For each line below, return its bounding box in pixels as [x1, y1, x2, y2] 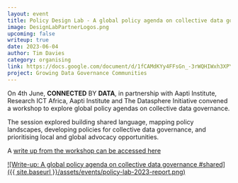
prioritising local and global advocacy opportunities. [7, 132, 159, 141]
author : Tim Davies [7, 50, 65, 57]
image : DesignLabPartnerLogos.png [7, 23, 110, 30]
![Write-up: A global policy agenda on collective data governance [7, 160, 198, 168]
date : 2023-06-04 [7, 43, 59, 50]
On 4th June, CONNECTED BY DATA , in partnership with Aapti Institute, [7, 89, 217, 98]
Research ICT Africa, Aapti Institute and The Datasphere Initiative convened [7, 96, 228, 105]
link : [7, 63, 23, 70]
